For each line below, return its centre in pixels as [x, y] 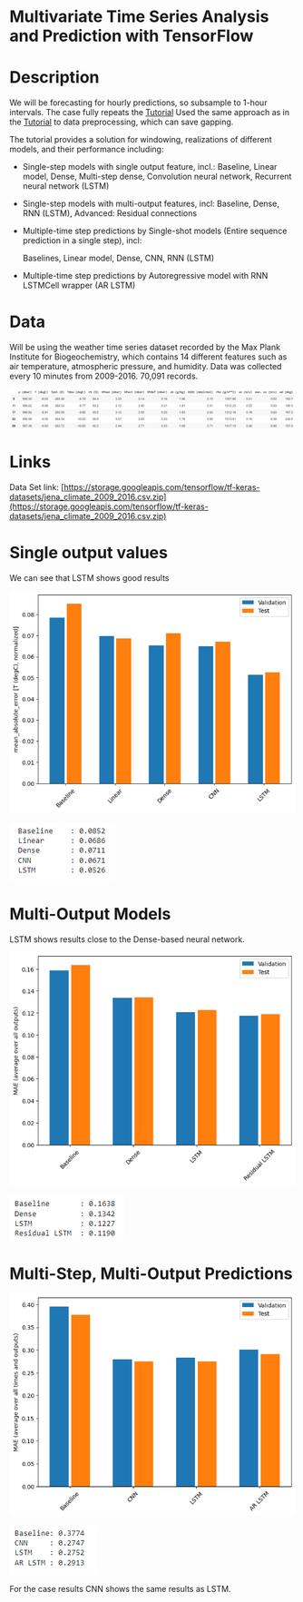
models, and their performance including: [87, 149]
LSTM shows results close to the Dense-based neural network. [127, 939]
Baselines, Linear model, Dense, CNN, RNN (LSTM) [118, 258]
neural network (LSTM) [66, 186]
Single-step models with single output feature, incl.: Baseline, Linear [150, 167]
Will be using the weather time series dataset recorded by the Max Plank [145, 348]
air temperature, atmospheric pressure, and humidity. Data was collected [146, 367]
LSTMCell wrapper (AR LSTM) [79, 285]
